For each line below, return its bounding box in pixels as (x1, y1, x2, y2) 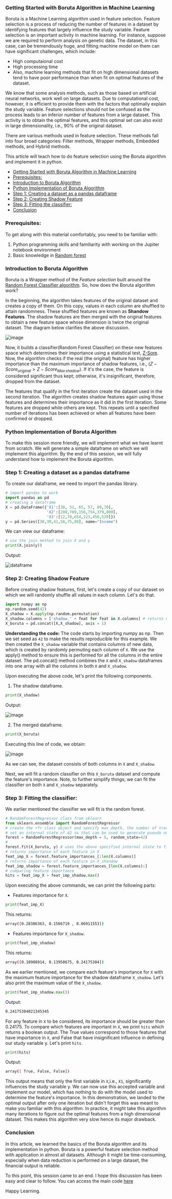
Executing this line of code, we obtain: (5, 741, 86, 747)
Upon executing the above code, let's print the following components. (5, 672, 153, 679)
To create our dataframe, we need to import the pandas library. (5, 480, 138, 487)
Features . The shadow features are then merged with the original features (5, 313, 162, 320)
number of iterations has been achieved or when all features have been (5, 410, 156, 416)
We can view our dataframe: (5, 528, 65, 534)
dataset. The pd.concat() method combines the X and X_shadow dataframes (5, 657, 163, 663)
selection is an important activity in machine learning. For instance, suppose (5, 32, 166, 38)
